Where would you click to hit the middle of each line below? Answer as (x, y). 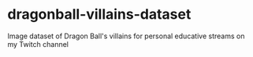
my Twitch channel (38, 44)
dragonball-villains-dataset (99, 14)
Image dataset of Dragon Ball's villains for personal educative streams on (126, 36)
